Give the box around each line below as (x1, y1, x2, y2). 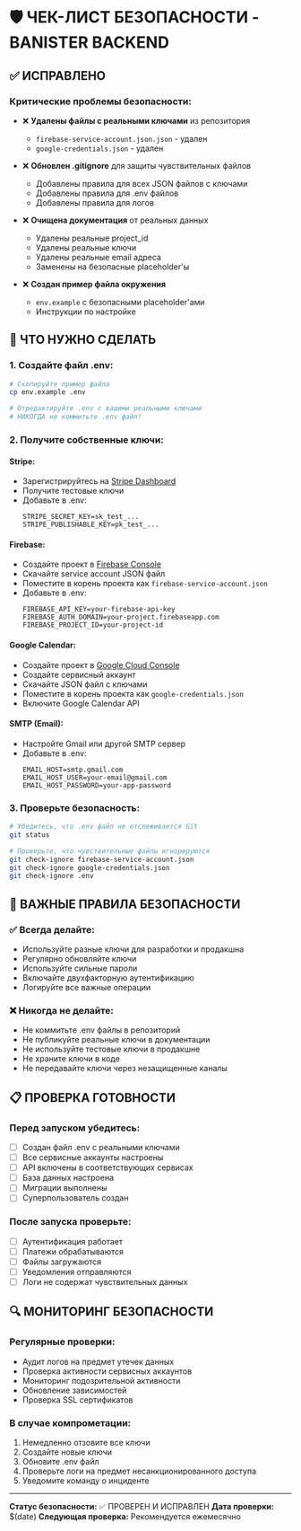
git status (9, 830, 50, 840)
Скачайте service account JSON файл (21, 568, 166, 579)
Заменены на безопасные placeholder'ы (35, 261, 190, 272)
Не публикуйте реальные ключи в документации (21, 1034, 211, 1045)
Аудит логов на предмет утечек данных (21, 1356, 175, 1367)
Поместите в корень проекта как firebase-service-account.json (21, 578, 269, 589)
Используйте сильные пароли (21, 963, 138, 974)
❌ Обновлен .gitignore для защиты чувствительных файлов (21, 160, 252, 171)
